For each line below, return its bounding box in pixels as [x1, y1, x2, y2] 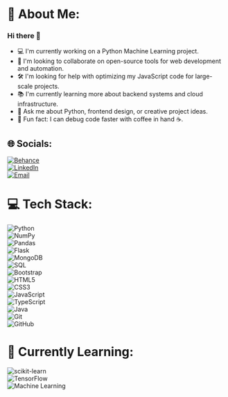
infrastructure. [17, 100, 59, 108]
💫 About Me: [7, 6, 80, 22]
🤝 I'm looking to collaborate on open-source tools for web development [17, 57, 222, 65]
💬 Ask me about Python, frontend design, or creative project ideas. [17, 107, 208, 116]
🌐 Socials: [7, 138, 53, 150]
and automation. [17, 64, 64, 73]
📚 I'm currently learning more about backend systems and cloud [17, 90, 203, 98]
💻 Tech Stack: [7, 197, 93, 212]
